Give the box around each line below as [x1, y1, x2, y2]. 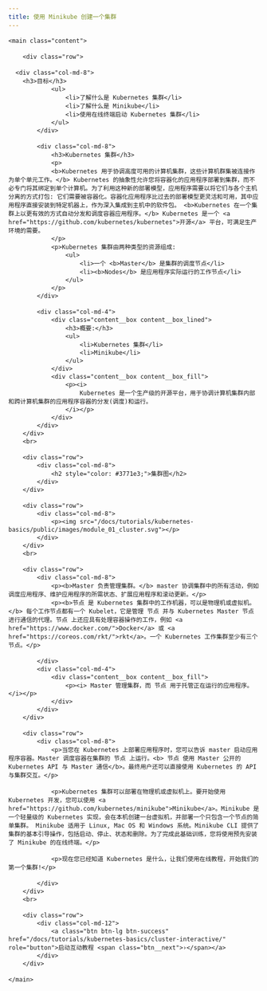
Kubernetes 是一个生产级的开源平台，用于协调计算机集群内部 [79, 389, 256, 397]
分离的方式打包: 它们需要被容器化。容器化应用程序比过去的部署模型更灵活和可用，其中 [8, 192, 253, 201]
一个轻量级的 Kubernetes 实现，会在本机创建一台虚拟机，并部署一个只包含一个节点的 [8, 813, 253, 821]
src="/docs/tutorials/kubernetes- [79, 517, 194, 525]
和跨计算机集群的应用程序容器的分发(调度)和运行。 [8, 397, 152, 406]
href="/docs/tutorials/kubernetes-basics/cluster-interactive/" [8, 935, 226, 943]
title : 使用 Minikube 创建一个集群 [8, 13, 117, 21]
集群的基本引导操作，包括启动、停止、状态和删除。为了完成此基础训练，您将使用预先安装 [8, 830, 257, 838]
